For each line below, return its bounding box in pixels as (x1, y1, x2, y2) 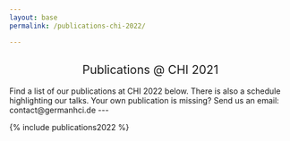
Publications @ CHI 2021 (81, 62, 219, 77)
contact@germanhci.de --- (9, 104, 109, 116)
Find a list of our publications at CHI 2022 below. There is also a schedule (9, 86, 281, 96)
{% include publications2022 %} (9, 122, 130, 133)
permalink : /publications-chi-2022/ (9, 21, 146, 30)
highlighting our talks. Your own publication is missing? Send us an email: (9, 95, 279, 106)
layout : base (9, 12, 58, 22)
